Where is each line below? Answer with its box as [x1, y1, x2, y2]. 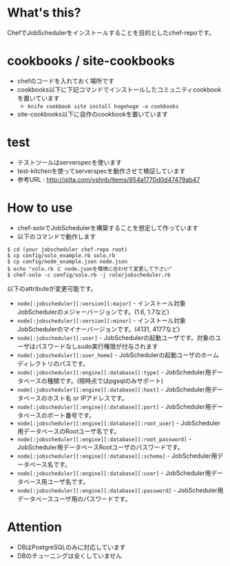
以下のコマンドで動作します [17, 232, 96, 241]
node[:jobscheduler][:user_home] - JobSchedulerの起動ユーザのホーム [17, 350, 219, 359]
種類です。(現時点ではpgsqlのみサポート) [47, 376, 164, 385]
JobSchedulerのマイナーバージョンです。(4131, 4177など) [17, 325, 180, 333]
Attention [7, 519, 62, 535]
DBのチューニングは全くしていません [17, 552, 123, 560]
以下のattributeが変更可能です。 [7, 284, 97, 292]
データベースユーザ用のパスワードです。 [17, 494, 132, 503]
